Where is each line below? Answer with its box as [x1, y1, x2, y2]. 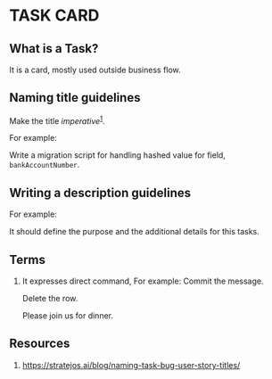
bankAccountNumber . [9, 160, 80, 170]
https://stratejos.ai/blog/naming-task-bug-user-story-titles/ [21, 359, 241, 370]
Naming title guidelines [9, 90, 141, 105]
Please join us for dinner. [21, 310, 114, 321]
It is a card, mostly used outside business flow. [9, 64, 181, 75]
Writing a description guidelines [9, 185, 192, 201]
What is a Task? [9, 41, 99, 56]
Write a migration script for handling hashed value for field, [9, 150, 226, 161]
